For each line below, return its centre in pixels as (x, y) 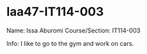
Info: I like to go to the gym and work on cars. (70, 43)
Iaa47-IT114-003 (55, 12)
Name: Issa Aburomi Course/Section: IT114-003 (73, 30)
